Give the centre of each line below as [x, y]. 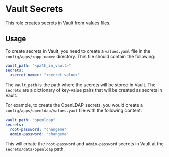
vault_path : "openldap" [30, 120]
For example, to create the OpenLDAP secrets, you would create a [74, 105]
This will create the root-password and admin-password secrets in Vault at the [85, 144]
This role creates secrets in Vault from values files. [58, 23]
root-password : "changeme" [38, 130]
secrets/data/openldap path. [35, 149]
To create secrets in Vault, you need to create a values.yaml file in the [78, 51]
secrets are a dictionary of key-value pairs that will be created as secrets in [84, 90]
